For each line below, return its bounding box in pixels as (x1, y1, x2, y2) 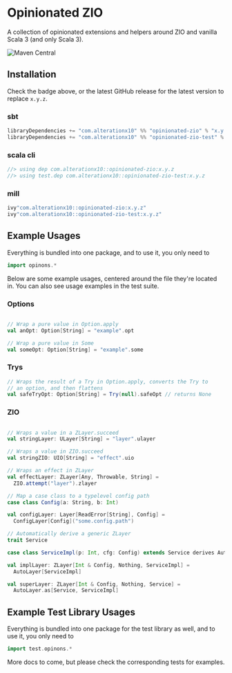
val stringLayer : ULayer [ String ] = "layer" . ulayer (7, 436, 156, 442)
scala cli (7, 150, 36, 160)
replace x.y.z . (7, 94, 48, 102)
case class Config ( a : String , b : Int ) (7, 499, 119, 506)
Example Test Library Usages (7, 606, 136, 618)
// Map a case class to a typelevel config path (7, 492, 150, 499)
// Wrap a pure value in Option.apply (7, 321, 119, 327)
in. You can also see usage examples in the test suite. (7, 282, 159, 290)
